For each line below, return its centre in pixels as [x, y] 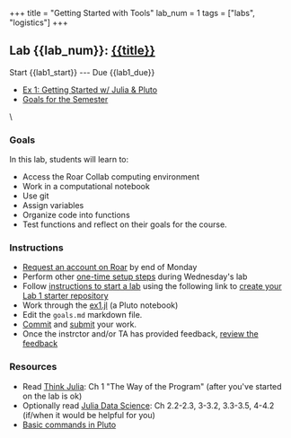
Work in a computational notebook [86, 187]
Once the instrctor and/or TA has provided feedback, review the [140, 334]
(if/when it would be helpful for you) [88, 415]
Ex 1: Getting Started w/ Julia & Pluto [90, 90]
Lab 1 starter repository [66, 296]
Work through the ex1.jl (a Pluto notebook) [100, 305]
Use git [35, 196]
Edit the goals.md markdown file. [82, 315]
